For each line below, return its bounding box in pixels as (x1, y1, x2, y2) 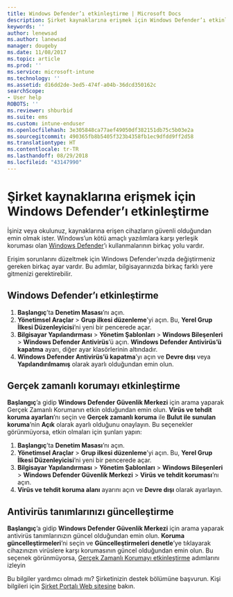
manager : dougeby (7, 42, 58, 49)
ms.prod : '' (7, 62, 42, 69)
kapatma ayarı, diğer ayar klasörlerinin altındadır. (17, 345, 158, 353)
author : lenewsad (7, 29, 58, 37)
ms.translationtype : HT (7, 140, 76, 147)
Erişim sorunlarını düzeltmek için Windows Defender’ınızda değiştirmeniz (7, 254, 216, 263)
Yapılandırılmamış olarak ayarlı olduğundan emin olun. (17, 359, 174, 368)
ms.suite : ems (7, 113, 49, 120)
